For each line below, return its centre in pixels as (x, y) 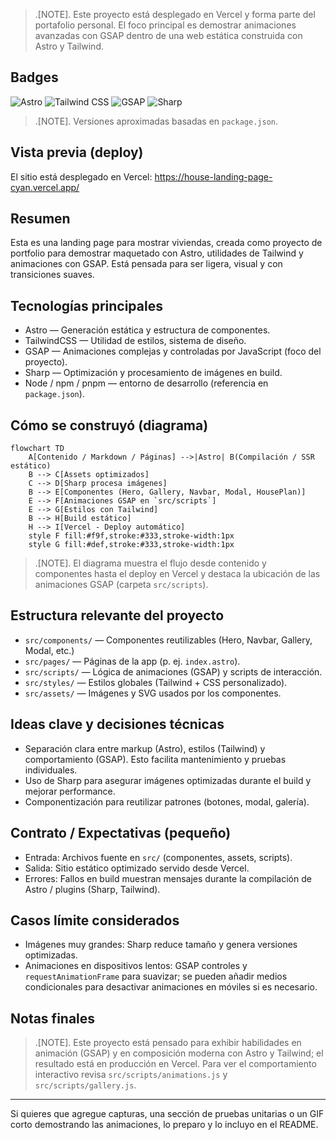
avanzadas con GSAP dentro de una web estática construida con (168, 35)
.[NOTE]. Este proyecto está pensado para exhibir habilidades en (168, 1043)
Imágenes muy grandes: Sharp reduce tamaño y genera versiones (161, 945)
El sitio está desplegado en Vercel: (81, 176)
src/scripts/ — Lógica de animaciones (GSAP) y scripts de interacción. (173, 671)
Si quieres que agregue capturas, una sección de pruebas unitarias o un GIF (167, 1114)
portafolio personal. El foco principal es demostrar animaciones (165, 25)
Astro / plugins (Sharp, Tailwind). (92, 889)
